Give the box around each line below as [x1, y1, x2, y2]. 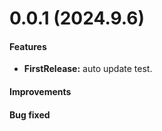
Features [9, 40, 47, 52]
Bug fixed [9, 108, 51, 121]
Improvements [9, 85, 72, 97]
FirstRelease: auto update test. [23, 63, 153, 75]
